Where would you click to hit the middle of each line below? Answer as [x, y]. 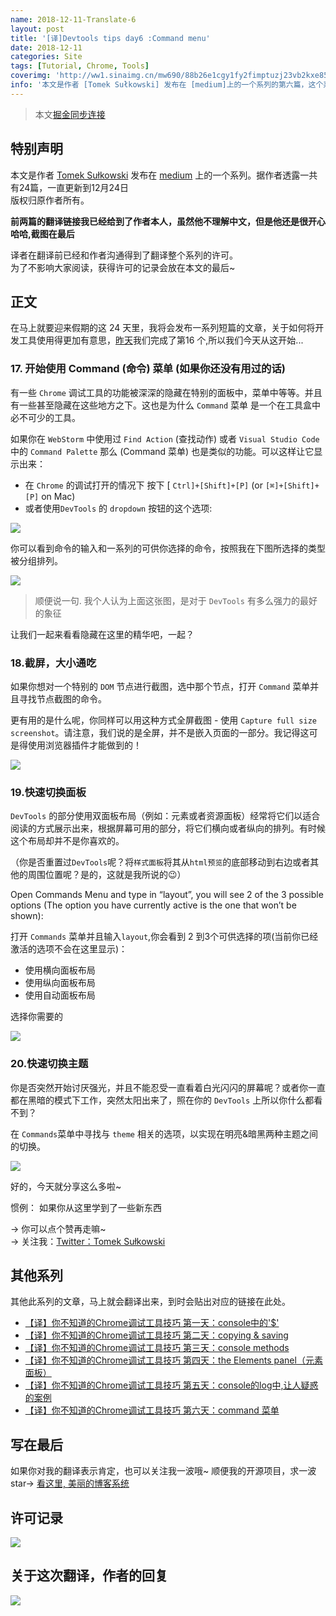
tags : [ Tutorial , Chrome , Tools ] [80, 66]
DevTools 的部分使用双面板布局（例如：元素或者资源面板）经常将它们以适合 [165, 816]
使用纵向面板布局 [60, 983]
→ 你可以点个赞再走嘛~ [58, 1228]
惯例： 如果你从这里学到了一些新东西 [86, 1207]
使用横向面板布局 [60, 970]
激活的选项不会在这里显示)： [69, 949]
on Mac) [58, 496]
